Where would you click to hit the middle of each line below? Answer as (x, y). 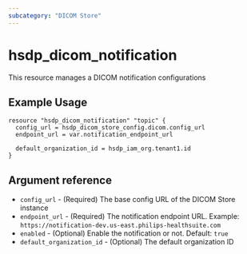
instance (34, 208)
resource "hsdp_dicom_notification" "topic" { (87, 121)
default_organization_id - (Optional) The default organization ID (127, 242)
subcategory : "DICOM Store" (55, 16)
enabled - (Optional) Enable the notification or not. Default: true (124, 233)
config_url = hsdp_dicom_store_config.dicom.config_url (110, 128)
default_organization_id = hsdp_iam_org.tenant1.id (104, 149)
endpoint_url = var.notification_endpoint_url (94, 135)
